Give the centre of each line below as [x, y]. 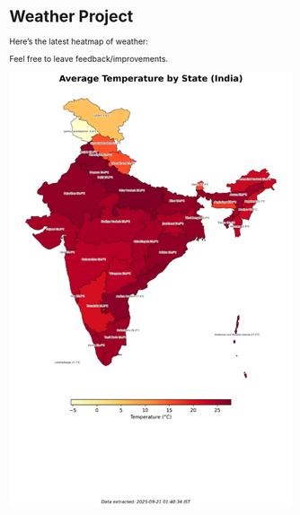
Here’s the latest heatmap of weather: [79, 41]
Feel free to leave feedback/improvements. [89, 58]
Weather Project [71, 17]
